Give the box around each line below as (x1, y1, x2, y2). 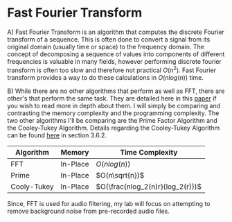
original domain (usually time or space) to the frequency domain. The (7, 42, 204, 51)
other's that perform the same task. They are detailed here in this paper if (7, 94, 217, 102)
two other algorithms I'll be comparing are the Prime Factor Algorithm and (7, 116, 218, 124)
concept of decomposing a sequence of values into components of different (7, 50, 225, 58)
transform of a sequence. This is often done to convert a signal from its (7, 35, 211, 43)
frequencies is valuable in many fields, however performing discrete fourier (7, 57, 222, 65)
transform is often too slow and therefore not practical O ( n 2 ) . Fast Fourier (7, 65, 217, 74)
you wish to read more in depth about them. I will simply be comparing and (7, 101, 220, 110)
